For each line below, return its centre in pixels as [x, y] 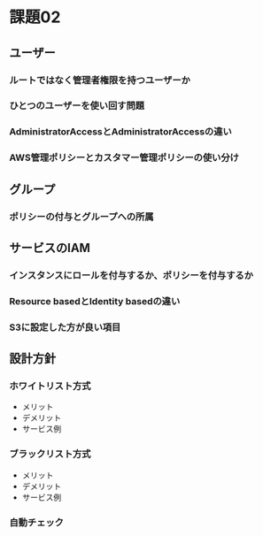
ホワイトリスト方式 [50, 387]
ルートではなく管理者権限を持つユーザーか [100, 80]
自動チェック [37, 522]
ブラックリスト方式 [50, 454]
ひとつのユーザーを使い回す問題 [77, 106]
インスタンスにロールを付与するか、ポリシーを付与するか [131, 275]
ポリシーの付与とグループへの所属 [81, 217]
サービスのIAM [50, 248]
